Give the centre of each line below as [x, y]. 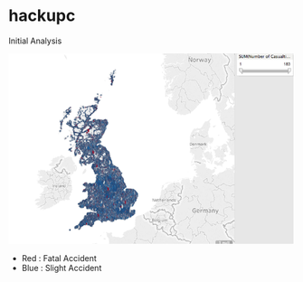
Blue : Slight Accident [62, 268]
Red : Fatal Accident [59, 258]
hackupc [42, 16]
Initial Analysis [35, 41]
